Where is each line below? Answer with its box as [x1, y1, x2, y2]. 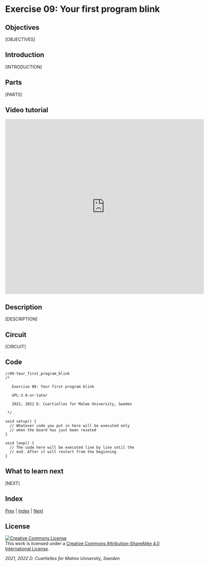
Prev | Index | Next [5, 507, 43, 514]
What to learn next [5, 467, 64, 476]
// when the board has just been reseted [9, 428, 97, 433]
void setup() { [5, 419, 37, 424]
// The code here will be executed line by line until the [9, 445, 135, 450]
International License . [5, 546, 50, 552]
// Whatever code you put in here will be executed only [9, 423, 130, 428]
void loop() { [5, 440, 35, 445]
